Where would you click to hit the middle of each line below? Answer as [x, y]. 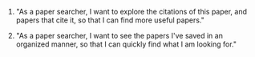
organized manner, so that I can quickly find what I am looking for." [126, 44]
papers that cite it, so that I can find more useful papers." [110, 20]
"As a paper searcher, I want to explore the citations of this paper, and [131, 12]
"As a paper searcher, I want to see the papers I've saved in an [119, 36]
